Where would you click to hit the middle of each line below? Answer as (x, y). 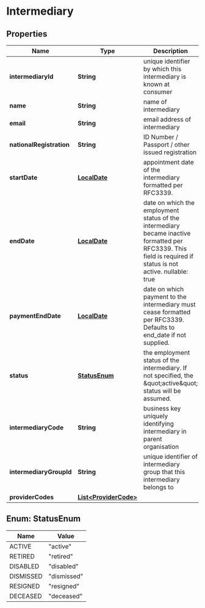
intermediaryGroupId (41, 472)
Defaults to (159, 327)
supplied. (156, 343)
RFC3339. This (165, 249)
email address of (167, 119)
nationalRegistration (40, 145)
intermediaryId (31, 76)
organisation (161, 447)
